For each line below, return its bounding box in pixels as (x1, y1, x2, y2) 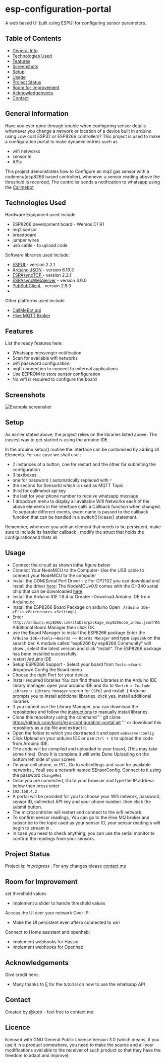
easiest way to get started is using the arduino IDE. (5, 436, 109, 443)
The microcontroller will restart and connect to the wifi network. (12, 809, 143, 815)
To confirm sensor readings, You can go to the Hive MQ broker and (12, 814, 150, 820)
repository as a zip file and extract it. (12, 725, 88, 731)
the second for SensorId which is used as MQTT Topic (12, 482, 124, 488)
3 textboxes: (12, 472, 38, 478)
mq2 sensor (12, 227, 37, 233)
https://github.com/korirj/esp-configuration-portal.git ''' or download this (12, 719, 162, 725)
